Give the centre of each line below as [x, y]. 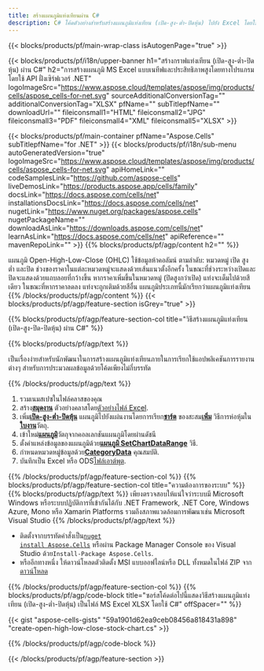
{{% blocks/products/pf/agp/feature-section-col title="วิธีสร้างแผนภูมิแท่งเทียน [128, 319]
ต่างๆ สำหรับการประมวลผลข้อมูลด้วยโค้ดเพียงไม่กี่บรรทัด [80, 368]
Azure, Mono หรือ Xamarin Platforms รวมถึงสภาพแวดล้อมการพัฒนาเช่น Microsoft [126, 511]
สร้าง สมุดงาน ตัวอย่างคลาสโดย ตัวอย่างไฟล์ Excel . [84, 407]
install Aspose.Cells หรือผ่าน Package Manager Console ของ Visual [128, 544]
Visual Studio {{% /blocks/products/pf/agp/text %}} [92, 520]
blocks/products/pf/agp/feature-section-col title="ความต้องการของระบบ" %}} [127, 484]
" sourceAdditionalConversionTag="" [165, 95]
